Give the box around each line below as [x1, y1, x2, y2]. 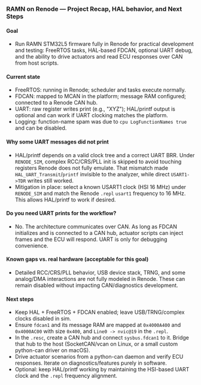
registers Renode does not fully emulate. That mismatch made [14, 164, 169, 172]
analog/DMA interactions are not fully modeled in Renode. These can [14, 275, 185, 282]
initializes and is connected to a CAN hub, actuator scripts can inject [14, 229, 184, 236]
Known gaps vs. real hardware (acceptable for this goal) [6, 256, 149, 263]
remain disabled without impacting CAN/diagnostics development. [14, 282, 178, 289]
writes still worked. [27, 177, 74, 184]
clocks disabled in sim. [14, 315, 72, 322]
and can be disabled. [14, 124, 67, 132]
